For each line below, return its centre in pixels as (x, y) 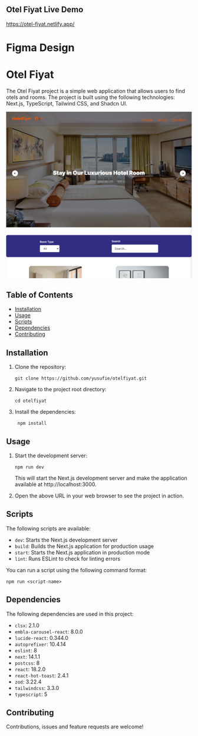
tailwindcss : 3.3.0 (37, 688)
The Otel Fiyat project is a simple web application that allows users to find (96, 91)
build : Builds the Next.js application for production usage (84, 546)
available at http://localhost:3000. (56, 484)
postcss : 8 (27, 663)
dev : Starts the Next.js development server (66, 540)
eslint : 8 (26, 650)
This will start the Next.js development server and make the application (101, 478)
